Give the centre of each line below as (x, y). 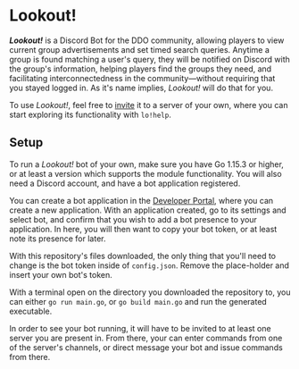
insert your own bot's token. (61, 274)
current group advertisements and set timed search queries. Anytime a (140, 49)
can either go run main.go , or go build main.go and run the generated (138, 301)
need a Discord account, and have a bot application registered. (125, 183)
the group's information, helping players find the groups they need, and (141, 69)
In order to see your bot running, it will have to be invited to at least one (140, 328)
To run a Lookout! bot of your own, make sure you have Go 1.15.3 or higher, (146, 164)
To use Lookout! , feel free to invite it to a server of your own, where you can (149, 105)
